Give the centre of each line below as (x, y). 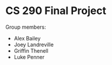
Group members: (26, 27)
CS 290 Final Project (56, 11)
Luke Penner (29, 57)
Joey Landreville (34, 45)
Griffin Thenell (31, 50)
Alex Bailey (27, 38)
